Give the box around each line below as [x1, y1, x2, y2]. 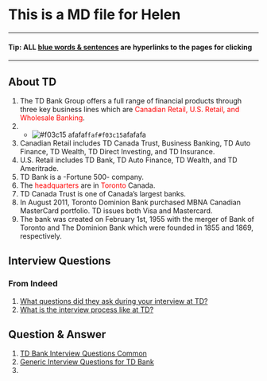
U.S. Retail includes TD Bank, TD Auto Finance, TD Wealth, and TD [19, 155, 238, 165]
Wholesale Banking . [19, 113, 85, 122]
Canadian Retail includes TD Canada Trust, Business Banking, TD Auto [19, 138, 251, 148]
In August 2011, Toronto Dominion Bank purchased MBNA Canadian [19, 197, 241, 207]
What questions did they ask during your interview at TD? [19, 296, 208, 305]
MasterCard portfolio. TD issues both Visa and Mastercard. [19, 205, 213, 216]
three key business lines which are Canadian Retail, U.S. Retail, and [19, 104, 240, 114]
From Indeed [8, 278, 58, 290]
